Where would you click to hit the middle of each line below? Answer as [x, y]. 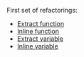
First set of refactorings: [42, 10]
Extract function [41, 24]
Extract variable [40, 39]
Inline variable [37, 46]
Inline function [38, 31]
